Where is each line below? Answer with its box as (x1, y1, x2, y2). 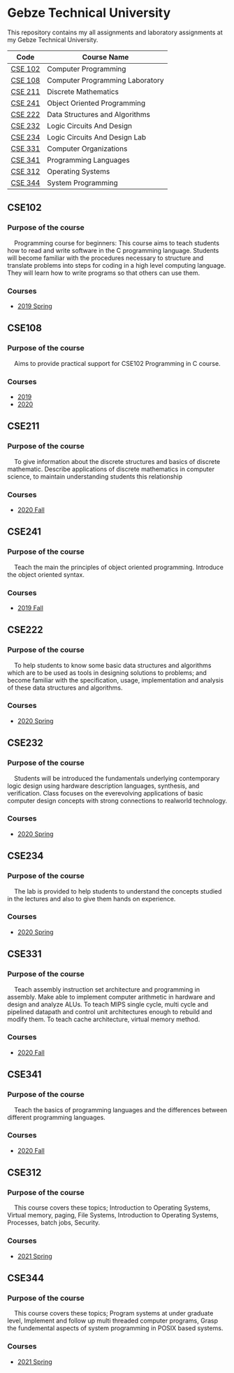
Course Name (82, 52, 129, 62)
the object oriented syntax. (7, 570, 85, 579)
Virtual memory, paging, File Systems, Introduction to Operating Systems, (7, 1211, 219, 1220)
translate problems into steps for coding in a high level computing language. (7, 261, 226, 269)
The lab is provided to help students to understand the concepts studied (13, 887, 222, 895)
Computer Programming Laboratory (47, 75, 164, 85)
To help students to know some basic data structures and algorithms (13, 661, 212, 669)
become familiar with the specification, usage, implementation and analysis (7, 676, 224, 684)
